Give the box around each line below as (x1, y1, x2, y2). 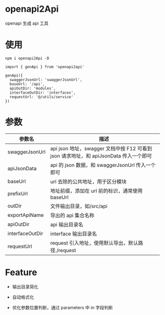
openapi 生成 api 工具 (5, 20, 49, 26)
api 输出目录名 (50, 221, 83, 228)
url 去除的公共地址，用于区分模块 (50, 178, 127, 185)
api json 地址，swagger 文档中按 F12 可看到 (50, 145, 152, 152)
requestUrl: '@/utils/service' (9, 94, 74, 99)
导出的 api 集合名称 (50, 212, 95, 219)
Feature (5, 267, 37, 278)
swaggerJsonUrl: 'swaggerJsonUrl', (9, 77, 82, 82)
